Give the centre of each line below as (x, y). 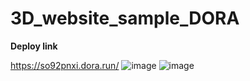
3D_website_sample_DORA (125, 18)
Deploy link (34, 46)
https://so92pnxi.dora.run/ (65, 65)
